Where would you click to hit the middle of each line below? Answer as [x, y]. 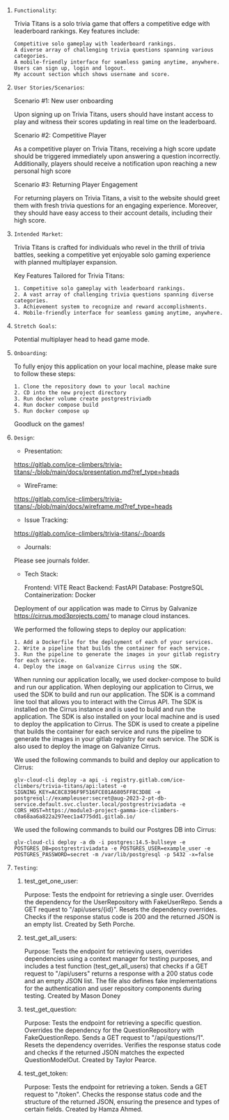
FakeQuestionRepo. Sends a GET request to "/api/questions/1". [114, 1038]
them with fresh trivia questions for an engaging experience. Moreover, [116, 206]
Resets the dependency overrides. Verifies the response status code [123, 1045]
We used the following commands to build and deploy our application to [117, 760]
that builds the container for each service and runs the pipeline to [108, 731]
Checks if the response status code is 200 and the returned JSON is [122, 917]
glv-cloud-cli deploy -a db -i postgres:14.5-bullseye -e [100, 842]
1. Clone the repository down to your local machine [92, 387]
